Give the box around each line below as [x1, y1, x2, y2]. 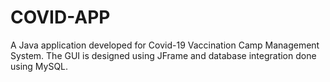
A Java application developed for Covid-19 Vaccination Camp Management [10, 39, 320, 51]
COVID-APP [10, 6, 111, 29]
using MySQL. [10, 60, 69, 72]
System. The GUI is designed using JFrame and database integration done [10, 49, 317, 61]
